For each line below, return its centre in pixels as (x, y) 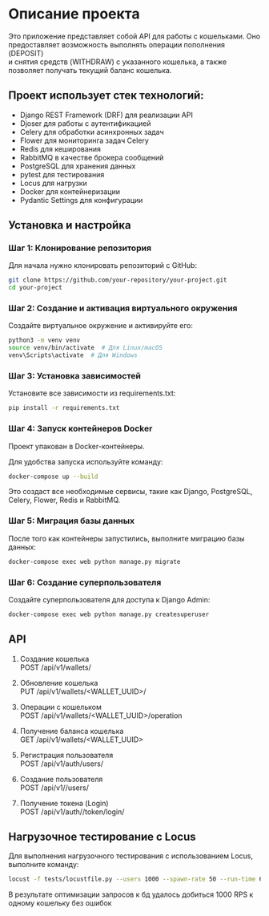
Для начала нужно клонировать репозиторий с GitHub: (103, 265)
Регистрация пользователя (66, 755)
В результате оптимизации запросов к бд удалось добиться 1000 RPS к (131, 894)
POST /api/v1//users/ (54, 788)
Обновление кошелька (59, 683)
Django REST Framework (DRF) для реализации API (106, 115)
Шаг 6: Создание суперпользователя (85, 582)
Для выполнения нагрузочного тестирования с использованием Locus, (131, 856)
